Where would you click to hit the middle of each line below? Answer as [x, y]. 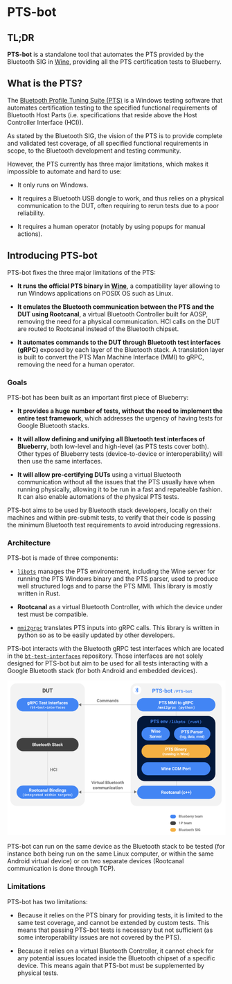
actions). [30, 234]
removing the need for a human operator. [76, 364]
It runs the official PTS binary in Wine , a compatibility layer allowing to [118, 286]
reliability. [31, 213]
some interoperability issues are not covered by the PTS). [99, 937]
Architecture [29, 543]
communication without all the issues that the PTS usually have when [116, 482]
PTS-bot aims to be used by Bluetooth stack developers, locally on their [110, 510]
